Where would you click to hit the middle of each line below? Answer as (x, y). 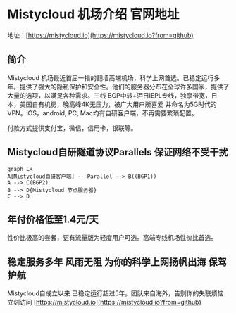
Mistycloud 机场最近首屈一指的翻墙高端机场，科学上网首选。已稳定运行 (111, 77)
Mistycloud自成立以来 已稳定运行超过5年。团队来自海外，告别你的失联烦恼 (116, 293)
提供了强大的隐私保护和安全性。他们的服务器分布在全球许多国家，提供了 (124, 87)
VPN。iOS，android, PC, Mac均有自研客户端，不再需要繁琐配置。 (103, 113)
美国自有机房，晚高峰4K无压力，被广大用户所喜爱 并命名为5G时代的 (118, 104)
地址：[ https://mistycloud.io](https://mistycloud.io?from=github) (100, 35)
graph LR (20, 169)
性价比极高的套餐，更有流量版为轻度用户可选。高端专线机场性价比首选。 (112, 238)
